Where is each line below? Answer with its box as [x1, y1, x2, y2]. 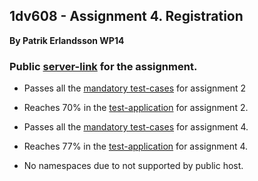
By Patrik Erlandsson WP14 [9, 34, 125, 46]
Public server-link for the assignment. [9, 59, 198, 73]
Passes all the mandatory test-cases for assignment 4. [23, 121, 249, 133]
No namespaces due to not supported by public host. [23, 160, 244, 172]
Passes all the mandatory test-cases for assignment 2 [23, 82, 247, 94]
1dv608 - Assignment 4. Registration [9, 8, 244, 25]
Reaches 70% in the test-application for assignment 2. [23, 102, 249, 114]
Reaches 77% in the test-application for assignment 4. [23, 140, 249, 153]
